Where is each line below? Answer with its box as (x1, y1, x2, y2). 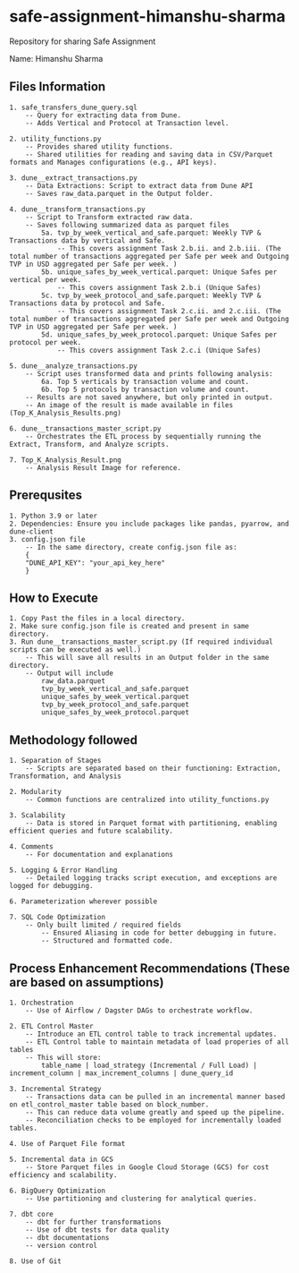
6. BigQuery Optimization (9, 1186, 105, 1195)
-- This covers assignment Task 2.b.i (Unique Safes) (56, 283, 262, 292)
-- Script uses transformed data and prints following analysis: (25, 369, 274, 378)
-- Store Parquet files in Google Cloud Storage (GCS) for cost (25, 1163, 270, 1172)
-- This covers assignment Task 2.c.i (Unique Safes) (56, 346, 262, 355)
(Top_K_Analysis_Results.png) (9, 408, 122, 417)
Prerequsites (9, 488, 83, 503)
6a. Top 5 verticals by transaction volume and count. (41, 377, 250, 386)
